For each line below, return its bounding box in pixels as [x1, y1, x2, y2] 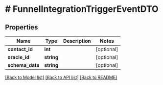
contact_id [7, 46, 33, 53]
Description [63, 38, 92, 44]
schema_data [7, 62, 40, 68]
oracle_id [7, 54, 29, 60]
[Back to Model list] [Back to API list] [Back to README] [5, 75, 117, 80]
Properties [5, 23, 38, 31]
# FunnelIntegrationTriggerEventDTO [5, 3, 159, 15]
